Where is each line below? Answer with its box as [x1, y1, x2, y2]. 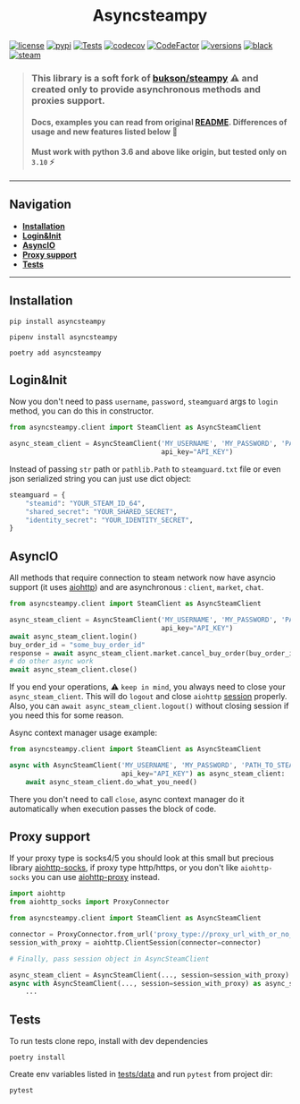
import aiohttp [9, 889, 66, 898]
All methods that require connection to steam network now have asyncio [9, 572, 276, 583]
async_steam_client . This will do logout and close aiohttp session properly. [9, 691, 287, 702]
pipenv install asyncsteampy [9, 332, 118, 341]
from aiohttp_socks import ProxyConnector [9, 897, 170, 907]
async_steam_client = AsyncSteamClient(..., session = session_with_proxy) [9, 971, 290, 980]
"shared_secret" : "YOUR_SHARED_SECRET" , [25, 507, 178, 516]
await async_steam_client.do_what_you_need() [25, 777, 198, 786]
